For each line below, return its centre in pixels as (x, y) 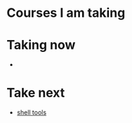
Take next (36, 93)
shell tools (32, 112)
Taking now (41, 45)
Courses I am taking (66, 13)
